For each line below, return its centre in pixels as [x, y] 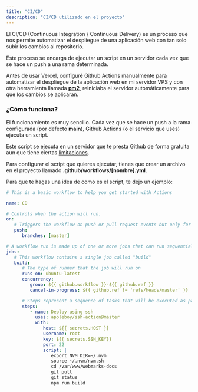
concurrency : [38, 279]
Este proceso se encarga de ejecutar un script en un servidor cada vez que [98, 58]
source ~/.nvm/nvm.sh [77, 361]
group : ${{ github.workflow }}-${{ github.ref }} [92, 285]
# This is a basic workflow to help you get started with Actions [89, 192]
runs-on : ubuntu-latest [51, 274]
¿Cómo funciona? [32, 110]
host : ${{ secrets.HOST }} [76, 328]
